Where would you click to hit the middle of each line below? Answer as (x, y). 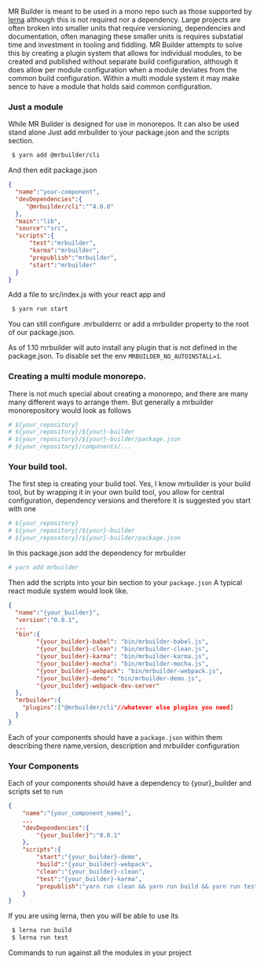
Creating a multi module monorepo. (77, 377)
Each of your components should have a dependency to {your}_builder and (130, 783)
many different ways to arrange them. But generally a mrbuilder (111, 402)
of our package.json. (42, 333)
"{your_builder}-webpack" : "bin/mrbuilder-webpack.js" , (130, 671)
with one (22, 509)
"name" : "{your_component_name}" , (77, 813)
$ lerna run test (40, 938)
